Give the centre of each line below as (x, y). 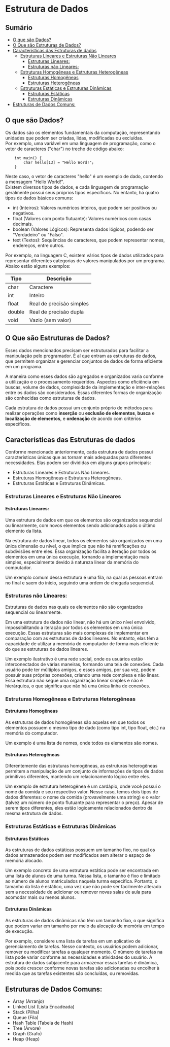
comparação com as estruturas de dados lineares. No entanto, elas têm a (82, 638)
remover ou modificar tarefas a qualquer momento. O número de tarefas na (84, 952)
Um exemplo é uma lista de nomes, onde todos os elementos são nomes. (82, 743)
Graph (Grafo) (27, 1034)
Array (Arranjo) (28, 1001)
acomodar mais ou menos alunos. (41, 897)
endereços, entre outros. (39, 245)
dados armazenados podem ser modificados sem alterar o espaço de (78, 855)
